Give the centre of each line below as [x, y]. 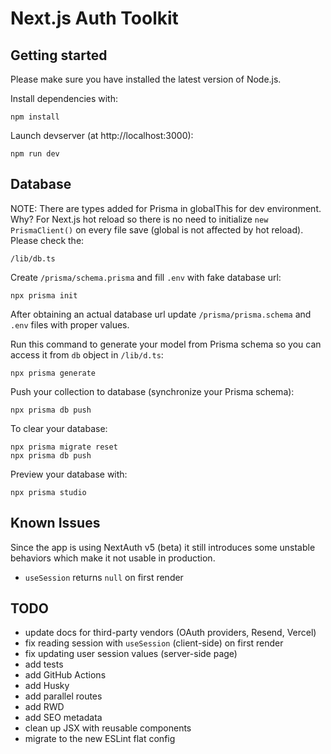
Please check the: [47, 240]
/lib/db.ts [33, 258]
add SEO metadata [63, 718]
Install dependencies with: [64, 98]
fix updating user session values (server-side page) [131, 654]
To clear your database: [59, 428]
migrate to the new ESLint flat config [100, 739]
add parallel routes [63, 696]
